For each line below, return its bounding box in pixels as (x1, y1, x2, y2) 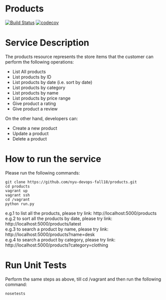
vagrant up (5, 188, 28, 193)
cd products (5, 183, 30, 189)
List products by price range (12, 95, 71, 101)
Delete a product (12, 135, 47, 141)
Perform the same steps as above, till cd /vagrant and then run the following (5, 276, 162, 282)
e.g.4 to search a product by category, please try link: (5, 236, 116, 242)
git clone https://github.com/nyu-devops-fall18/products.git (5, 179, 137, 184)
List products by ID (12, 73, 51, 80)
